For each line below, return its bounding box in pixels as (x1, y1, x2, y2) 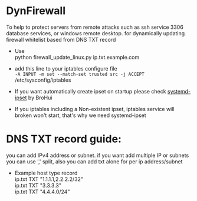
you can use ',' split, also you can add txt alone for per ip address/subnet (6, 158, 183, 165)
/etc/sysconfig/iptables (14, 76, 71, 83)
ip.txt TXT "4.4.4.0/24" (14, 188, 70, 195)
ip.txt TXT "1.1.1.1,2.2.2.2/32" (14, 175, 84, 183)
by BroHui (28, 94, 52, 101)
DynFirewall (6, 4, 66, 18)
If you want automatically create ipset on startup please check (14, 88, 166, 95)
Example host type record (14, 169, 78, 176)
